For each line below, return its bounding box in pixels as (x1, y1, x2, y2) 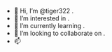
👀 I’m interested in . (13, 14, 70, 22)
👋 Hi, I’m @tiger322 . (13, 7, 74, 15)
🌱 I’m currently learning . (13, 22, 85, 30)
